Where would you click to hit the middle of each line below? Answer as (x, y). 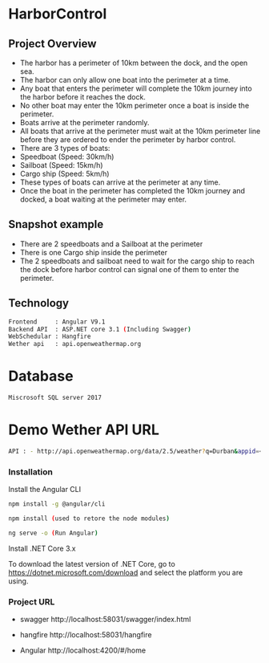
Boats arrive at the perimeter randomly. (84, 122)
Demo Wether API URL (84, 430)
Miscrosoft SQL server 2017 (55, 398)
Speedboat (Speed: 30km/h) (67, 157)
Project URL (32, 601)
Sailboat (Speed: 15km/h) (61, 165)
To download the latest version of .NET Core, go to (92, 563)
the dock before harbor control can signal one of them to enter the (129, 269)
